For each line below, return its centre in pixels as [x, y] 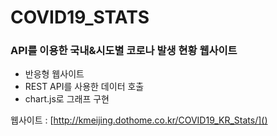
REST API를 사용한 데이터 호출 [84, 87]
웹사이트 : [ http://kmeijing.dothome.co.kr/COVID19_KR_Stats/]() [139, 120]
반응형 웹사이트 [54, 74]
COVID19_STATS [80, 17]
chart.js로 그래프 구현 [67, 99]
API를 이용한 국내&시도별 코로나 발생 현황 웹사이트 [124, 51]
